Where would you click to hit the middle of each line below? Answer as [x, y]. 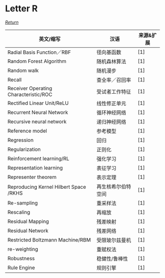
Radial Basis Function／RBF [39, 52]
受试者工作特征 [114, 92]
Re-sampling [23, 203]
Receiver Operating [30, 88]
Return [12, 22]
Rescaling [19, 212]
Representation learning [35, 168]
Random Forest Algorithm [37, 61]
